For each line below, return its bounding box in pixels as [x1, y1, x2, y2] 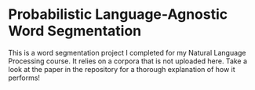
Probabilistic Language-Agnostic [8, 5, 228, 23]
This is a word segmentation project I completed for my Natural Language [8, 48, 246, 57]
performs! [8, 73, 41, 82]
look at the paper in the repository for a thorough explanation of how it [8, 64, 235, 74]
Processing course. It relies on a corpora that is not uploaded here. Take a [8, 56, 248, 66]
